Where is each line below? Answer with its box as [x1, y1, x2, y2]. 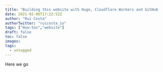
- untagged [9, 48, 32, 53]
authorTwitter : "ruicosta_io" [5, 20, 67, 26]
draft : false [5, 30, 32, 35]
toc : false [5, 35, 27, 39]
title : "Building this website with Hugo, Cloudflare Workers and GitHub [5, 7, 159, 12]
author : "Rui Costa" [5, 16, 47, 21]
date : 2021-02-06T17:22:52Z [5, 12, 62, 17]
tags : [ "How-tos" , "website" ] [5, 25, 64, 30]
